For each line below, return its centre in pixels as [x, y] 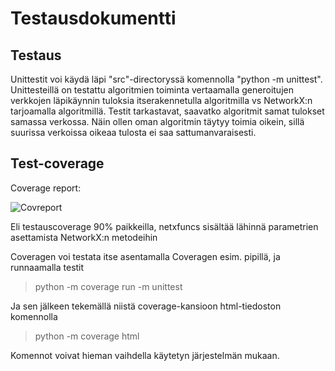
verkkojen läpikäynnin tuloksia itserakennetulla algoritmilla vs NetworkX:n [161, 100]
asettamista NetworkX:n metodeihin [84, 237]
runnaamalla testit [47, 267]
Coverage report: [46, 188]
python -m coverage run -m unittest [108, 286]
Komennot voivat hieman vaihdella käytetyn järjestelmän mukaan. [145, 355]
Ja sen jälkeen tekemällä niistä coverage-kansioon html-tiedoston [146, 306]
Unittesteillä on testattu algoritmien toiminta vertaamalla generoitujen [152, 90]
